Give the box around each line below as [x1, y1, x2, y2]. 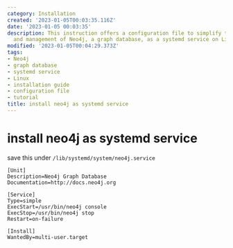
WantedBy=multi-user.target [7, 233, 89, 240]
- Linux [7, 74, 30, 82]
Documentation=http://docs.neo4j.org [7, 179, 116, 186]
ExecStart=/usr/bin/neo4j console [7, 203, 107, 210]
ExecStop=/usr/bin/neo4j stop [7, 209, 95, 216]
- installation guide [7, 81, 70, 88]
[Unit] [7, 167, 26, 174]
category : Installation [7, 10, 76, 17]
